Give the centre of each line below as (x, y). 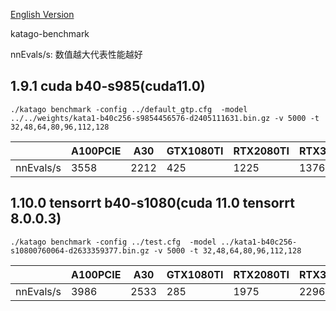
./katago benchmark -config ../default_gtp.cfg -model (129, 109)
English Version (42, 14)
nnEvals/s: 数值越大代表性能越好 (76, 54)
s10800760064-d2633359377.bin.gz (80, 250)
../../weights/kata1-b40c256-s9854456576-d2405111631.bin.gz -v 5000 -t (165, 118)
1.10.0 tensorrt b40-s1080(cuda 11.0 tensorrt (152, 203)
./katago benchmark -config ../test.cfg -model (113, 242)
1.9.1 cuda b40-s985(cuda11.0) (108, 86)
